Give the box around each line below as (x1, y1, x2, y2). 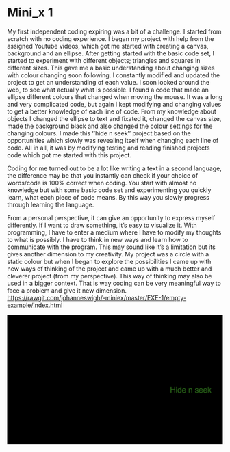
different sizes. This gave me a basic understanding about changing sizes (7, 64, 215, 72)
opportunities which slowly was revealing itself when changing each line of (7, 136, 219, 144)
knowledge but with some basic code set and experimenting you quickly (7, 186, 212, 194)
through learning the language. (7, 200, 94, 209)
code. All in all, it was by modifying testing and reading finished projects (7, 144, 210, 152)
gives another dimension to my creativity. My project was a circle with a (7, 250, 209, 258)
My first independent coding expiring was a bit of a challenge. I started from (7, 27, 222, 36)
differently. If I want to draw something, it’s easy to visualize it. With (7, 221, 197, 229)
